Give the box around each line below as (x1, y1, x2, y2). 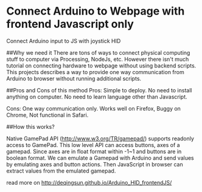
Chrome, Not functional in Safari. (6, 111, 89, 118)
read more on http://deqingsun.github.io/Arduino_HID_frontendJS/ (6, 179, 172, 186)
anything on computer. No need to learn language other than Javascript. (6, 93, 187, 100)
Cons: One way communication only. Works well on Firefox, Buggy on (6, 105, 181, 112)
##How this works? (6, 123, 55, 130)
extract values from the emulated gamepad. (6, 167, 116, 174)
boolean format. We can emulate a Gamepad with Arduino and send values (6, 154, 194, 162)
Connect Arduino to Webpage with (6, 4, 185, 18)
